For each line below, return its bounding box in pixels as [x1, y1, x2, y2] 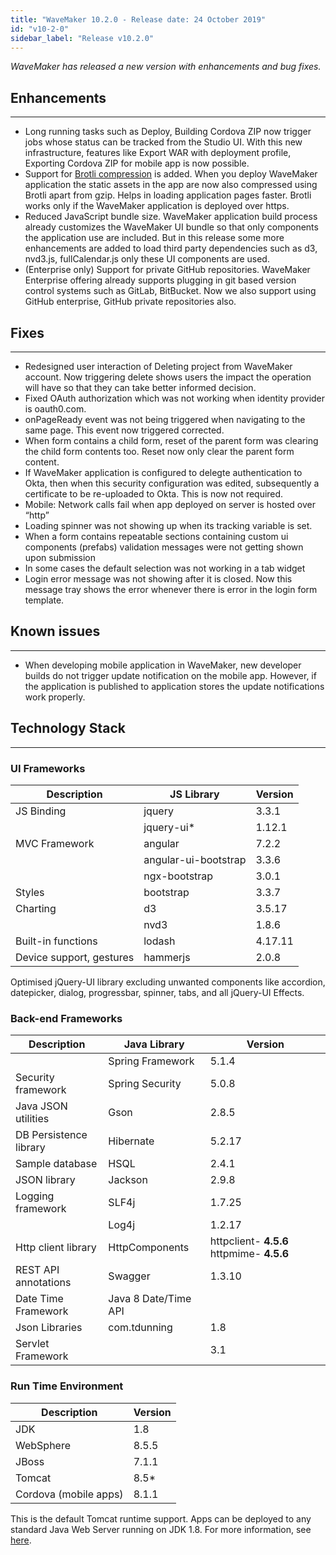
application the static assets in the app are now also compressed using [24, 179, 318, 191]
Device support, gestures [15, 950, 135, 964]
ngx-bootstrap [143, 869, 214, 883]
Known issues [10, 623, 101, 640]
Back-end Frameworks [10, 1011, 123, 1025]
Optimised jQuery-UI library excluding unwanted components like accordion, [10, 976, 326, 988]
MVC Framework [15, 836, 95, 850]
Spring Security [108, 1077, 182, 1091]
